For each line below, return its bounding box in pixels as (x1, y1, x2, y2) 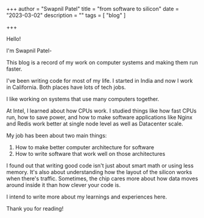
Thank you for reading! (6, 205, 64, 212)
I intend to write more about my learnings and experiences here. (6, 193, 167, 200)
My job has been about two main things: (6, 132, 107, 139)
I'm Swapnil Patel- (6, 47, 52, 54)
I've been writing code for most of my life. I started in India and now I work (6, 77, 193, 84)
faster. (6, 65, 23, 72)
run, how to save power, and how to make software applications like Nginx (6, 114, 193, 121)
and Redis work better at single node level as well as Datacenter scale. (6, 120, 184, 127)
